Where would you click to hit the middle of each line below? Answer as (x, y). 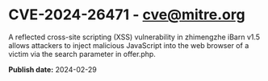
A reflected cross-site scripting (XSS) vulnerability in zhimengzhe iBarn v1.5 (134, 37)
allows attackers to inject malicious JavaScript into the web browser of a (129, 45)
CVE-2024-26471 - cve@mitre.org (127, 15)
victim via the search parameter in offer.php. (82, 54)
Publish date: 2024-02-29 (52, 69)
